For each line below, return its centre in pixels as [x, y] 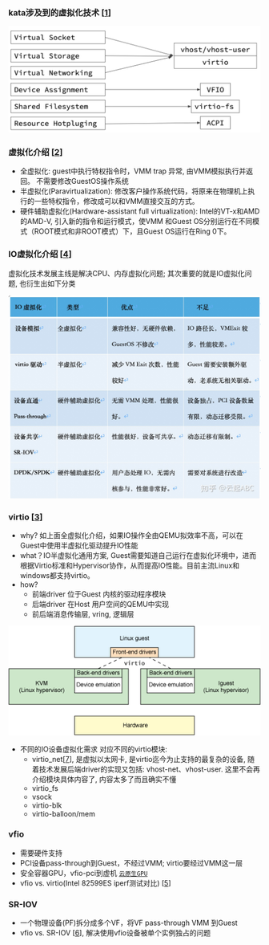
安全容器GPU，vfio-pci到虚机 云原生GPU [84, 873]
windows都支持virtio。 [57, 575]
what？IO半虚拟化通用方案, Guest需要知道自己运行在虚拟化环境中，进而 [138, 555]
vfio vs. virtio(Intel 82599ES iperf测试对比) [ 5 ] [95, 883]
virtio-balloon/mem [64, 813]
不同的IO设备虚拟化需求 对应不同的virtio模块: [94, 749]
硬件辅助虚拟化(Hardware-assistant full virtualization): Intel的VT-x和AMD [140, 211]
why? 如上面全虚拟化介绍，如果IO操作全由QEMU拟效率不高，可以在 [131, 535]
